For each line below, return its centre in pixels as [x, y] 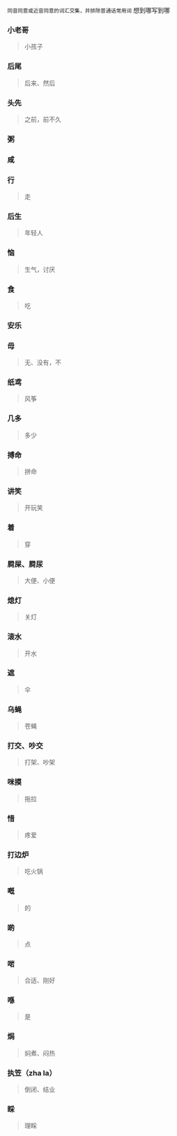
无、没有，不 [43, 362]
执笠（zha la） [32, 1072]
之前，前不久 [43, 119]
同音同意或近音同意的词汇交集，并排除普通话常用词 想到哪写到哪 [89, 10]
